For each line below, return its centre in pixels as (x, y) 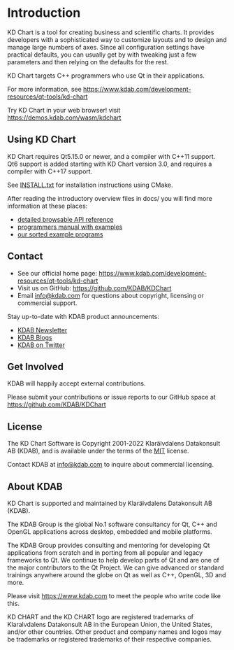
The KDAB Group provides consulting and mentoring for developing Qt (109, 545)
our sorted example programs (60, 234)
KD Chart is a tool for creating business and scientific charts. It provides (111, 32)
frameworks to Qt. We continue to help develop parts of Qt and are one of (114, 560)
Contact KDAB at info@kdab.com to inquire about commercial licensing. (111, 465)
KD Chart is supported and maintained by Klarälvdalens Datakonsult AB (110, 503)
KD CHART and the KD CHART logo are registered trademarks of (101, 617)
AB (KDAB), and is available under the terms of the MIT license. (98, 451)
